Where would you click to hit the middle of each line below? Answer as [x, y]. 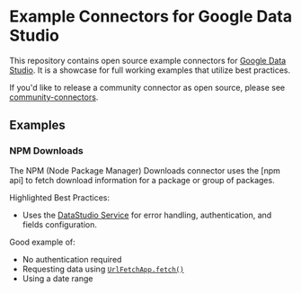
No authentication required [72, 259]
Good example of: [43, 242]
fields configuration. [59, 224]
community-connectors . [54, 97]
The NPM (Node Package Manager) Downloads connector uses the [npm [145, 170]
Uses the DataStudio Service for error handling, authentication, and [147, 215]
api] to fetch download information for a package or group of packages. [142, 180]
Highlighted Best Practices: [60, 197]
